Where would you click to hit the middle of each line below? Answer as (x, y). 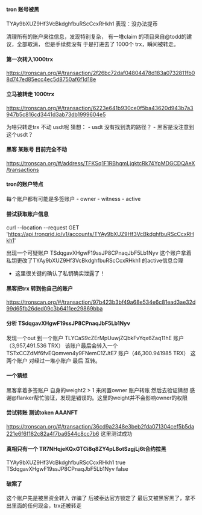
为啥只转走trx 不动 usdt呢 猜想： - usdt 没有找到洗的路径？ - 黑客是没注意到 (100, 126)
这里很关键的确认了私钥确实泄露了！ (60, 274)
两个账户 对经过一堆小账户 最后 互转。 (53, 361)
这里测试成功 (116, 434)
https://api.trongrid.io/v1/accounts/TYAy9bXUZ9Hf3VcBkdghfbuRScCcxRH (101, 234)
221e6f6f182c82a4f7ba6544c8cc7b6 (53, 434)
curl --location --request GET (43, 228)
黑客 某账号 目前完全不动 (37, 149)
